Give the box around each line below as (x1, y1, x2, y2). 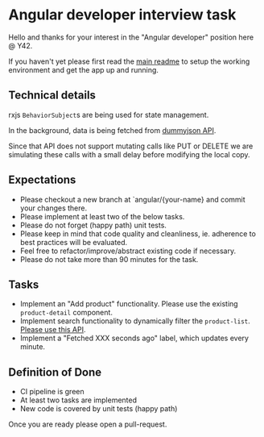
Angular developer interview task (8, 6, 237, 24)
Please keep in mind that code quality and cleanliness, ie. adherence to (19, 228, 256, 239)
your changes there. (19, 203, 88, 213)
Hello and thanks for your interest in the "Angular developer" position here (8, 32, 254, 42)
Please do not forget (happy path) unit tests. (19, 220, 167, 230)
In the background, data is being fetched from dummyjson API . (8, 125, 217, 135)
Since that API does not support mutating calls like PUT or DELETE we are (8, 141, 254, 151)
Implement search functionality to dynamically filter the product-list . (19, 316, 251, 326)
